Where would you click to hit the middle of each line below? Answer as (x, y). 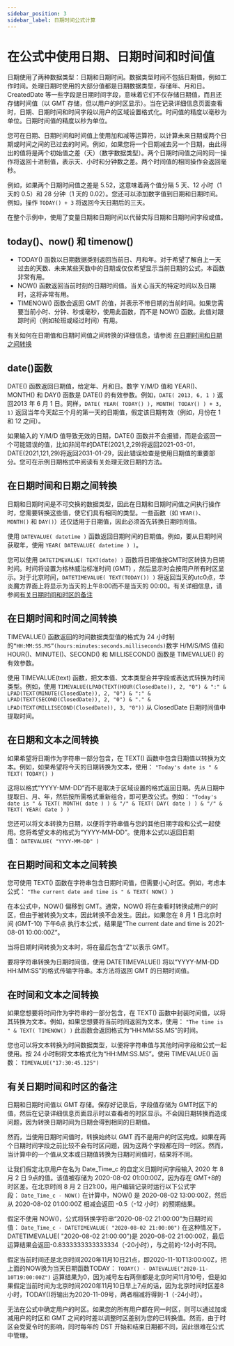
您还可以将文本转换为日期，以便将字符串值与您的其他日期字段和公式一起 (111, 823)
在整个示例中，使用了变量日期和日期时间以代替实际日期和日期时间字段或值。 (117, 217)
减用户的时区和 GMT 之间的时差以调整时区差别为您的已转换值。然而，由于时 (117, 1317)
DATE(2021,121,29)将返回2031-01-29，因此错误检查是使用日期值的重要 (108, 453)
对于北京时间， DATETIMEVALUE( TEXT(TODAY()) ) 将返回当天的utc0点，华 (122, 577)
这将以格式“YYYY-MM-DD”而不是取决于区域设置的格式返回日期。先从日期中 (116, 788)
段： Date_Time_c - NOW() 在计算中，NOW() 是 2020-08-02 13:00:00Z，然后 (117, 1195)
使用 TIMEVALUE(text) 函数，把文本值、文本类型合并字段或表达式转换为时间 (116, 678)
